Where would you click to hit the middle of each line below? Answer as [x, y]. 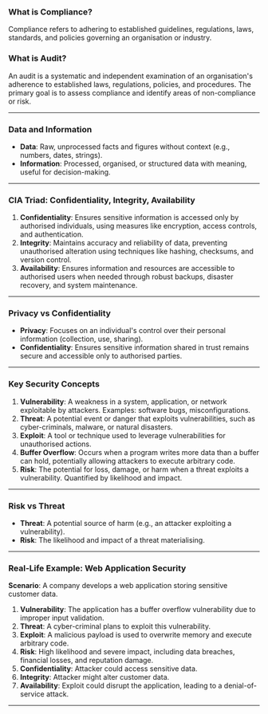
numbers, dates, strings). [61, 155]
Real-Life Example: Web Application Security [97, 568]
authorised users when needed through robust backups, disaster [126, 277]
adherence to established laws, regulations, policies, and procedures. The [130, 84]
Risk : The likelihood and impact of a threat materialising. [112, 540]
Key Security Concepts [54, 384]
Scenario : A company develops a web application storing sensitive [118, 586]
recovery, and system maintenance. [79, 285]
